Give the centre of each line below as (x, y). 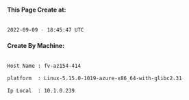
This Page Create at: (37, 10)
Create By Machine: (36, 45)
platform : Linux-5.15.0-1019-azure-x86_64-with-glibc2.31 (95, 79)
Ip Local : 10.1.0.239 (41, 91)
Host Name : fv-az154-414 (44, 66)
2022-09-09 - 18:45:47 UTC (46, 30)
